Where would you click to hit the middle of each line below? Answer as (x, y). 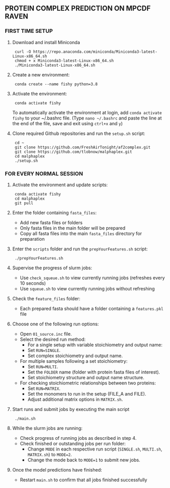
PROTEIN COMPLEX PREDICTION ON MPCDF (78, 8)
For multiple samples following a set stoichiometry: (74, 361)
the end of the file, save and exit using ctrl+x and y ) (67, 123)
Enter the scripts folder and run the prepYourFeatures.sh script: (80, 249)
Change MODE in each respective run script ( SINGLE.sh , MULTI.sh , (95, 449)
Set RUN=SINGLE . (44, 350)
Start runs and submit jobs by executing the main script (71, 409)
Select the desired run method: (53, 339)
